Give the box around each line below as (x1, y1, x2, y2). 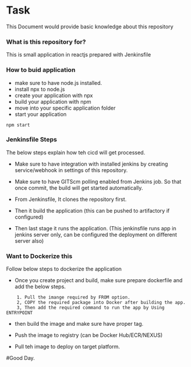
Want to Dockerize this (6, 252, 73, 260)
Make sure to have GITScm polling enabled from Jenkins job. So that (14, 178, 182, 185)
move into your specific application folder (14, 104, 116, 111)
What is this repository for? (6, 38, 87, 46)
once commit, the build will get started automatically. (14, 184, 143, 191)
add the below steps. (14, 283, 66, 290)
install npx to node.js (14, 85, 65, 92)
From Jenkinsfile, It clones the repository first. (14, 196, 127, 203)
